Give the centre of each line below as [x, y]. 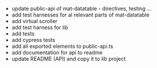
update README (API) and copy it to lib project [68, 59]
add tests [23, 34]
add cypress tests [33, 40]
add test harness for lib [40, 27]
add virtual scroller [35, 21]
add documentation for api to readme [57, 52]
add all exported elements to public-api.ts [62, 46]
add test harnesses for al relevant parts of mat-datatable [80, 15]
